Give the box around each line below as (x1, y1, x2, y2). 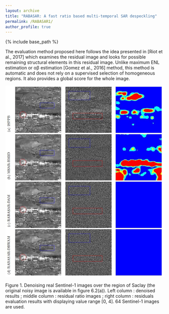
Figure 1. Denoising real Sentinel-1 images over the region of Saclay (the (5, 282, 155, 289)
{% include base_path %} (5, 39, 59, 45)
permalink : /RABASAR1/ (5, 19, 53, 24)
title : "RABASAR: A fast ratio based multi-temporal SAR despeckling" (5, 13, 157, 19)
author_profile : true (5, 24, 51, 29)
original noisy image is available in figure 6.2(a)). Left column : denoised (5, 288, 155, 294)
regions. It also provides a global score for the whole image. (5, 76, 130, 82)
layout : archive (5, 8, 39, 13)
